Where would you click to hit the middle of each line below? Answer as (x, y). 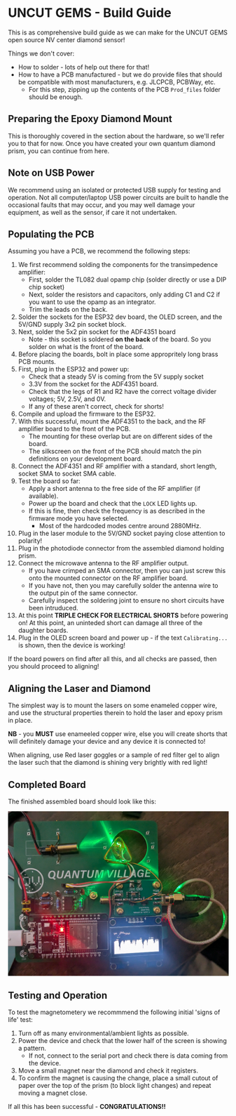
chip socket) (47, 287)
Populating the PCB (51, 234)
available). (43, 496)
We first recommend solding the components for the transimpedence (118, 265)
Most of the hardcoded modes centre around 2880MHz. (120, 526)
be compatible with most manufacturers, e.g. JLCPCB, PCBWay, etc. (117, 81)
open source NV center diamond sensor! (67, 39)
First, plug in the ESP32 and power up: (74, 369)
